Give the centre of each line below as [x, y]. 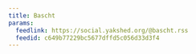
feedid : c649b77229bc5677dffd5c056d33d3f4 [88, 38]
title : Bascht [32, 15]
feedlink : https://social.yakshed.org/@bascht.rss [102, 30]
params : [21, 23]
